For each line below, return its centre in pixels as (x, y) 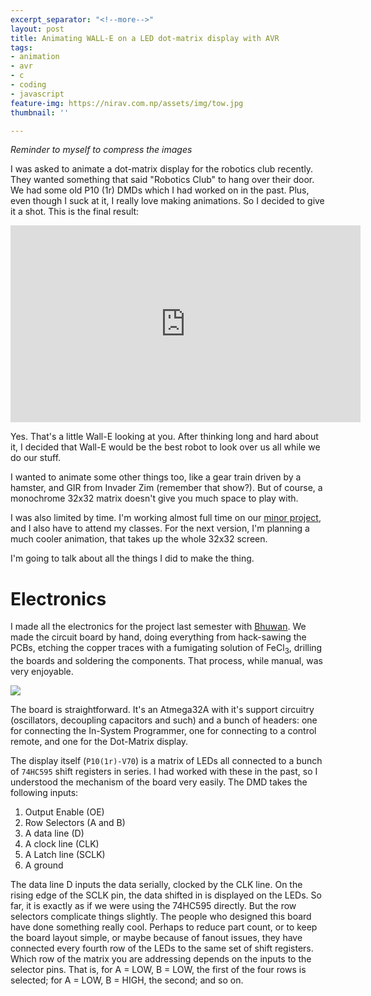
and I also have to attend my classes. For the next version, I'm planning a (160, 528)
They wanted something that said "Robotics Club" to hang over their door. (162, 180)
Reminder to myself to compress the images (101, 150)
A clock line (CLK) (62, 844)
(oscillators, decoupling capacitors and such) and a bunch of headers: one (164, 720)
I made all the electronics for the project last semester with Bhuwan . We (158, 627)
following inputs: (44, 793)
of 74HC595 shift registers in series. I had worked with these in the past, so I (164, 772)
